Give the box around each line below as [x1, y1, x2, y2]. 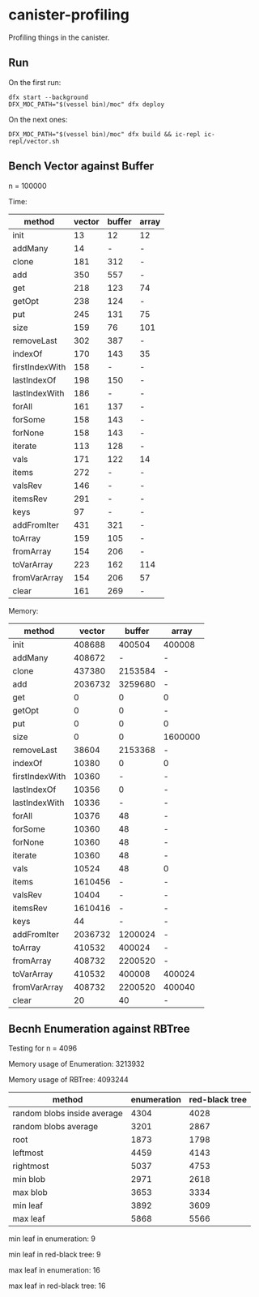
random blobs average [12, 1121, 99, 1132]
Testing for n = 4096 [8, 1043, 78, 1053]
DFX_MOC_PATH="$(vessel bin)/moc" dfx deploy [8, 100, 164, 109]
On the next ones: [8, 114, 68, 124]
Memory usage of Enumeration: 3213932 [8, 1059, 146, 1069]
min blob [12, 1174, 46, 1185]
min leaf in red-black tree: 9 [8, 1250, 101, 1260]
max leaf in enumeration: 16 [8, 1265, 101, 1275]
